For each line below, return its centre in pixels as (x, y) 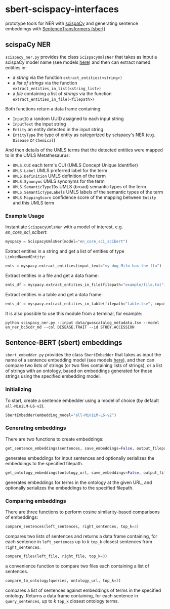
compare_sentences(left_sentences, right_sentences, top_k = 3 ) (72, 526)
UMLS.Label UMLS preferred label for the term (60, 170)
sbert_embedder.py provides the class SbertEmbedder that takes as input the (83, 355)
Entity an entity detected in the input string (58, 129)
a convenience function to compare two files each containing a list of (77, 566)
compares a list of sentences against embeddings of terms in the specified (83, 590)
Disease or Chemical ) (34, 140)
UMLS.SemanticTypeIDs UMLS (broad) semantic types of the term (79, 186)
